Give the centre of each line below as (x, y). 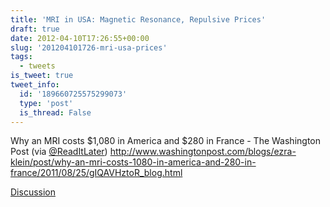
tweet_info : (35, 85)
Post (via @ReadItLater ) (59, 152)
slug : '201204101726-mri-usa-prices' (89, 47)
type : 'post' (46, 103)
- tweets (37, 66)
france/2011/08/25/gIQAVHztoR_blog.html (96, 173)
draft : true (35, 29)
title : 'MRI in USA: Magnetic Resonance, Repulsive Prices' (138, 19)
